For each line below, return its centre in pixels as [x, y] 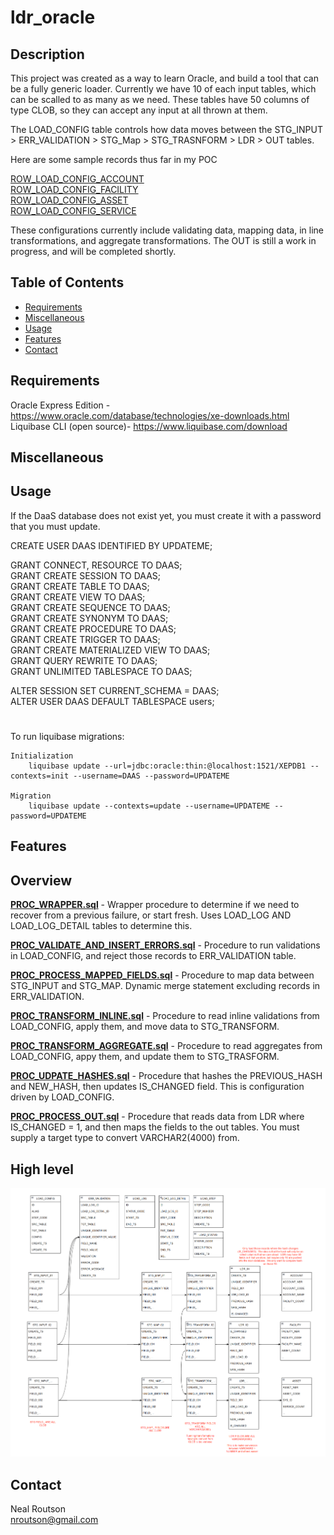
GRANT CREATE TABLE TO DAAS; [80, 586]
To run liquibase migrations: [67, 737]
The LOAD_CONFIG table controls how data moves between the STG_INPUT [166, 129]
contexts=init [40, 776]
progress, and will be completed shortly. [93, 251]
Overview [41, 880]
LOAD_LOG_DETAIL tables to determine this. [101, 926]
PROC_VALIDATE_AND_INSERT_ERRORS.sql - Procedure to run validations [165, 945]
